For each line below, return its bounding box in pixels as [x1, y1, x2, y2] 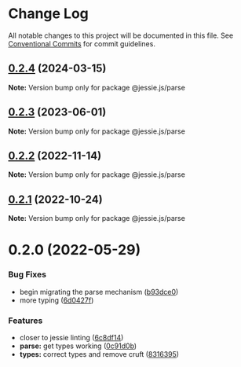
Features [8, 315, 43, 326]
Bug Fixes [8, 269, 47, 280]
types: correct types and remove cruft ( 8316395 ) [19, 349, 179, 358]
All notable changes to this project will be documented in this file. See [8, 31, 234, 40]
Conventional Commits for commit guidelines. [8, 39, 155, 48]
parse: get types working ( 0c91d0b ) [19, 341, 137, 350]
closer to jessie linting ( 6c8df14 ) [19, 332, 124, 342]
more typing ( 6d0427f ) [19, 295, 94, 305]
